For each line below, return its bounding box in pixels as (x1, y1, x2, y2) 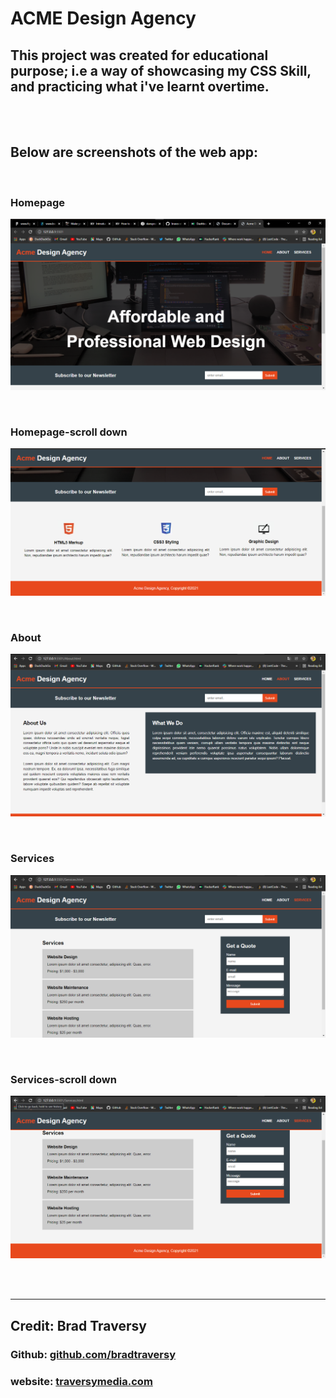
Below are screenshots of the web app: (10, 144, 258, 161)
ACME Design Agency (10, 7, 197, 30)
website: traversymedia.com (10, 1374, 153, 1388)
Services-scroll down (10, 1072, 117, 1086)
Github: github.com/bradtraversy (10, 1347, 177, 1361)
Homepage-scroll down (10, 425, 128, 439)
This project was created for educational (10, 47, 269, 64)
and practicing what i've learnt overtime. (10, 78, 270, 95)
